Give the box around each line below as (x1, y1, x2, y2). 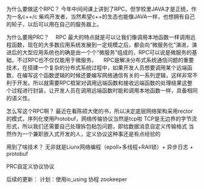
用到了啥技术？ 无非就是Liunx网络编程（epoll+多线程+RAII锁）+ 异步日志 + (6, 143, 194, 151)
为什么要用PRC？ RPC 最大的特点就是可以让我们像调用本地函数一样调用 (6, 34, 191, 41)
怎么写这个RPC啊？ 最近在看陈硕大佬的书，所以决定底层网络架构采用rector (6, 107, 193, 115)
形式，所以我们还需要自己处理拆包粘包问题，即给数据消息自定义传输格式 (6, 123, 187, 130)
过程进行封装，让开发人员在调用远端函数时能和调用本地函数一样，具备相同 (11, 87, 198, 94)
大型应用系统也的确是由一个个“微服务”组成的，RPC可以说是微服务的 (22, 49, 192, 56)
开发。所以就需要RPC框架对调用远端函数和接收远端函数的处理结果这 (16, 79, 188, 87)
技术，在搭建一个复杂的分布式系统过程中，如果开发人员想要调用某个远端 (6, 64, 187, 71)
